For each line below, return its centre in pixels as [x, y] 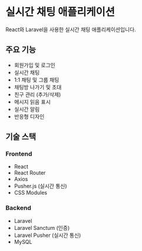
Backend [19, 208]
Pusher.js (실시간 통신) [40, 186]
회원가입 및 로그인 [34, 65]
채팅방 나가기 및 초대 [38, 87]
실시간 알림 [27, 109]
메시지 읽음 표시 [32, 102]
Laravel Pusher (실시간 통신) [47, 235]
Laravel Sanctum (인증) [42, 227]
